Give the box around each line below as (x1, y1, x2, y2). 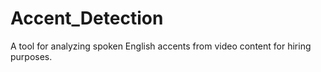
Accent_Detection (10, 7, 164, 30)
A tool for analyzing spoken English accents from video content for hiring (10, 40, 312, 52)
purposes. (10, 50, 53, 62)
